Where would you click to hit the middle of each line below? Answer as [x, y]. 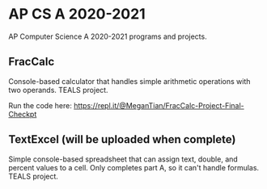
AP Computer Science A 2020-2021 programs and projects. [108, 36]
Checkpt [23, 114]
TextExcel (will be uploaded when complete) [122, 139]
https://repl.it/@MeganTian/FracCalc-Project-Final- [159, 105]
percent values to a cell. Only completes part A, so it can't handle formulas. [134, 167]
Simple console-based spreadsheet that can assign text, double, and [123, 159]
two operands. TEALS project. [58, 90]
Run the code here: [40, 105]
